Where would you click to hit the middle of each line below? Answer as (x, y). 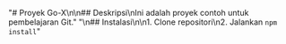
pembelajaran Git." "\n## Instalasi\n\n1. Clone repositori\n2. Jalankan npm (143, 22)
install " (25, 31)
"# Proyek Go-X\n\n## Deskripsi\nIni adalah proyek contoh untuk (129, 13)
